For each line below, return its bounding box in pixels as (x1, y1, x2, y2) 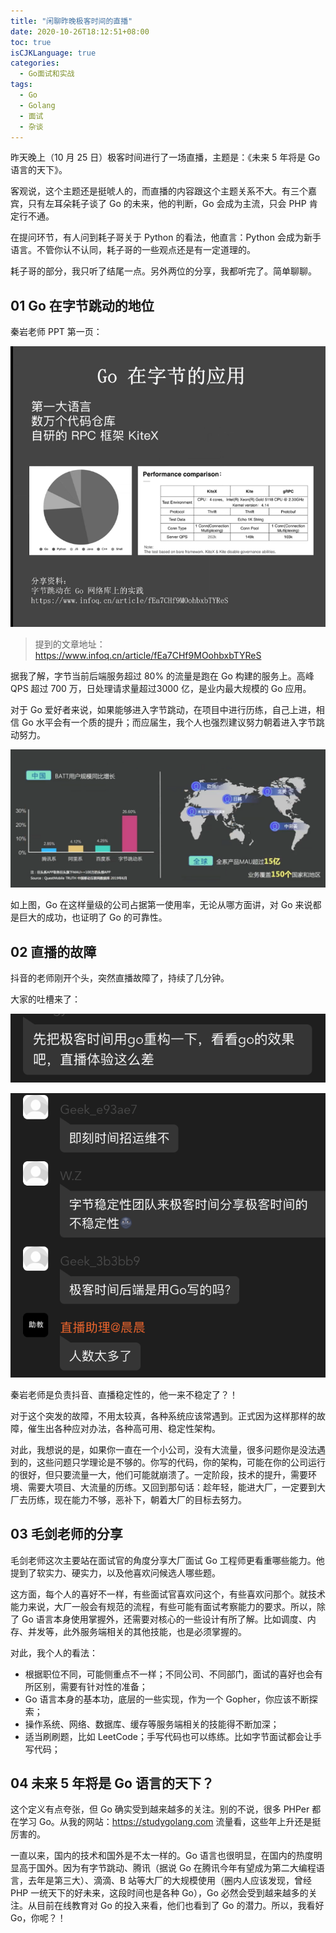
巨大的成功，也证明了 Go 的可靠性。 (18, 911, 168, 924)
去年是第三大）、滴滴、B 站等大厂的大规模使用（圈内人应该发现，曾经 (27, 1875, 313, 1887)
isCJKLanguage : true (10, 48, 97, 58)
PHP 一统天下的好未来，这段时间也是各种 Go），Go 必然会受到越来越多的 (10, 1887, 309, 1899)
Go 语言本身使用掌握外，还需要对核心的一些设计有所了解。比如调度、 (21, 1613, 308, 1625)
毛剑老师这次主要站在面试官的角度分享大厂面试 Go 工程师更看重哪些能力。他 (10, 1554, 325, 1566)
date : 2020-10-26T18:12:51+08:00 (10, 26, 150, 37)
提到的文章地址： (34, 638, 106, 650)
